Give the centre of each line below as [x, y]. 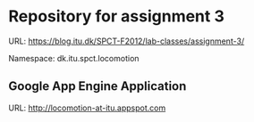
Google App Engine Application [97, 86]
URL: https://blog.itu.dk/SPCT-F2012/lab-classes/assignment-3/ [127, 41]
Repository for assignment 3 [116, 16]
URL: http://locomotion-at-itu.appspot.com [87, 108]
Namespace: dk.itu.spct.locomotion [74, 58]
